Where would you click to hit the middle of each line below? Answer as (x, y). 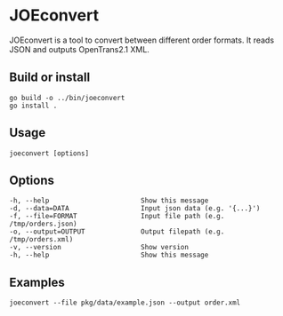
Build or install (50, 78)
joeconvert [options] (49, 153)
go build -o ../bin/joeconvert (67, 98)
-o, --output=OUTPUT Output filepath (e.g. (117, 232)
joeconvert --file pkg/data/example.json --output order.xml (125, 303)
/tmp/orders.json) (43, 224)
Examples (37, 282)
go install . (33, 106)
